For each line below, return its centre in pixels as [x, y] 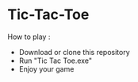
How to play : [29, 37]
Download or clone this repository [74, 52]
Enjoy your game [46, 68]
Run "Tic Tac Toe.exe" [56, 61]
